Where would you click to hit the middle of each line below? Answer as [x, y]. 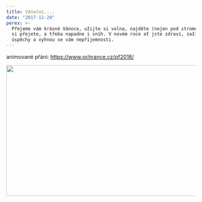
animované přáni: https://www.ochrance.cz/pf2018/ [70, 57]
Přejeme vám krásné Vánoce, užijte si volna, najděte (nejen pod [95, 29]
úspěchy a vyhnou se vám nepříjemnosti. [63, 40]
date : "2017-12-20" [31, 17]
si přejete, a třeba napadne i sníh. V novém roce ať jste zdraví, [98, 34]
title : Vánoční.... [31, 12]
